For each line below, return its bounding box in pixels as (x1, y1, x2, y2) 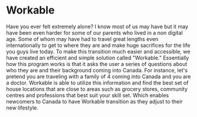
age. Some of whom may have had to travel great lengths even (6, 35, 159, 42)
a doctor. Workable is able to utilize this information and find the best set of (6, 79, 189, 86)
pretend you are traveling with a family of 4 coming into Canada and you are (6, 73, 191, 80)
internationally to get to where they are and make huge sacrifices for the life (6, 42, 191, 49)
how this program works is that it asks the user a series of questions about (6, 60, 188, 68)
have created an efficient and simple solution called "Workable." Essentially (6, 54, 189, 61)
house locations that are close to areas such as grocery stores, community (6, 85, 188, 92)
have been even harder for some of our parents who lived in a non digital (6, 29, 183, 36)
